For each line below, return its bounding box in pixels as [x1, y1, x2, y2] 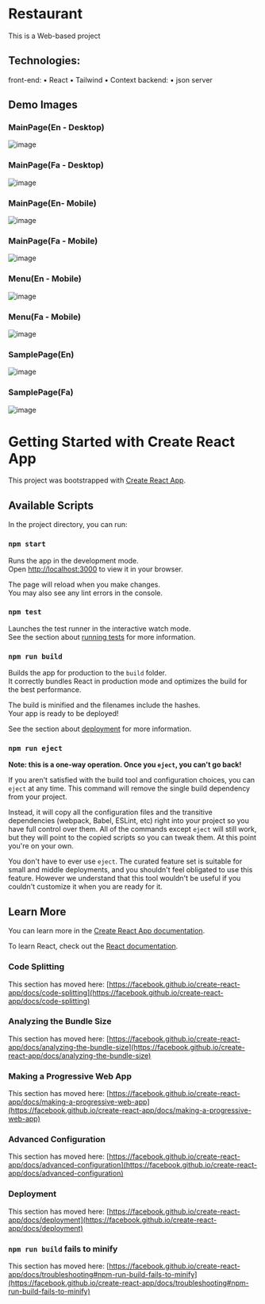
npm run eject [8, 744, 63, 753]
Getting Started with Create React [8, 433, 236, 451]
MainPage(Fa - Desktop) [8, 160, 105, 171]
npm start [8, 540, 46, 548]
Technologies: [8, 54, 81, 67]
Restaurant [8, 5, 83, 23]
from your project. [8, 792, 67, 802]
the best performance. [8, 685, 82, 694]
